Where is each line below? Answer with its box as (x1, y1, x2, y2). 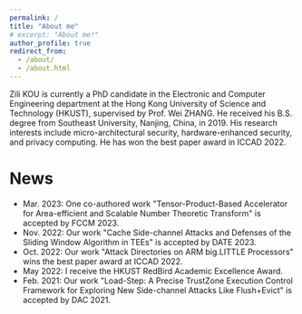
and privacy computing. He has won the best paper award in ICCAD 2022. (9, 137, 287, 147)
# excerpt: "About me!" (9, 30, 100, 39)
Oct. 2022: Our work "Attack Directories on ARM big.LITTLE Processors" (22, 246, 295, 257)
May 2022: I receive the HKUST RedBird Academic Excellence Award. (22, 265, 284, 276)
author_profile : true (9, 38, 92, 48)
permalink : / (9, 13, 59, 23)
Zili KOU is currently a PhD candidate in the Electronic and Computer (9, 88, 266, 100)
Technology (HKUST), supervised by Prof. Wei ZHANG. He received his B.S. (9, 108, 293, 119)
